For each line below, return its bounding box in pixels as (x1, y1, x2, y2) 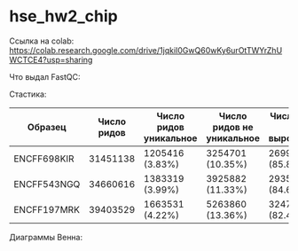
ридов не (212, 121, 254, 133)
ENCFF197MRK (13, 203, 80, 216)
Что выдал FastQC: (9, 71, 82, 82)
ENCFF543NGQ (13, 177, 81, 190)
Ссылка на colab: (9, 35, 74, 46)
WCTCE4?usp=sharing (9, 54, 93, 65)
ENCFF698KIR (13, 153, 74, 165)
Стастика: (9, 89, 47, 99)
